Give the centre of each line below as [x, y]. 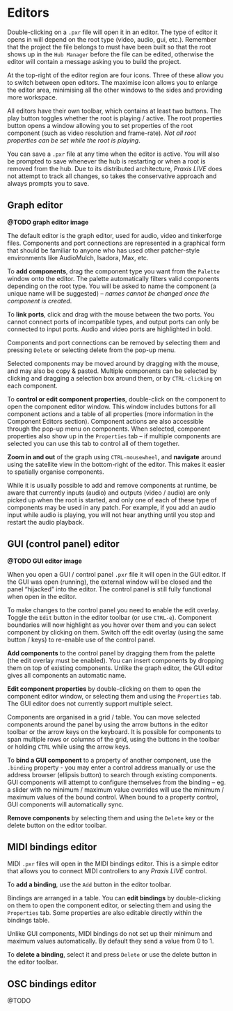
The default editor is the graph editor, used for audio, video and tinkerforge [115, 235]
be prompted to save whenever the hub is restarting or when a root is [106, 161]
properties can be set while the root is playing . [74, 140]
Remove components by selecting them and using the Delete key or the [111, 818]
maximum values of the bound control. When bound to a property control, [113, 797]
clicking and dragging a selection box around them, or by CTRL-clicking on [115, 378]
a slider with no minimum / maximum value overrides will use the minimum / [116, 789]
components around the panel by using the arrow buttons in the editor [108, 724]
